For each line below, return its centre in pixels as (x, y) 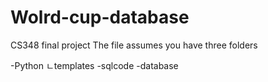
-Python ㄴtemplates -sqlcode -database (94, 65)
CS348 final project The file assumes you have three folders (134, 45)
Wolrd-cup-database (100, 17)
